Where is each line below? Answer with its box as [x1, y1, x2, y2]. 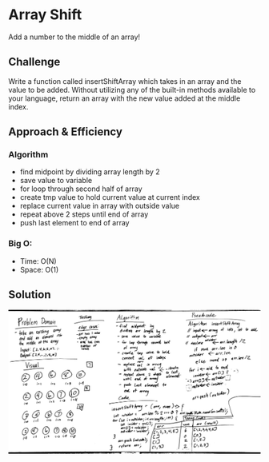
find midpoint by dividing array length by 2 [19, 167, 160, 177]
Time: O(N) [19, 256, 58, 265]
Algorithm [8, 149, 49, 161]
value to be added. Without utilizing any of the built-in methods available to [8, 85, 256, 94]
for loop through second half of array [19, 184, 143, 193]
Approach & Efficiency [8, 125, 122, 139]
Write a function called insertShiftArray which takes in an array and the [8, 76, 242, 86]
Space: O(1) [19, 265, 59, 274]
